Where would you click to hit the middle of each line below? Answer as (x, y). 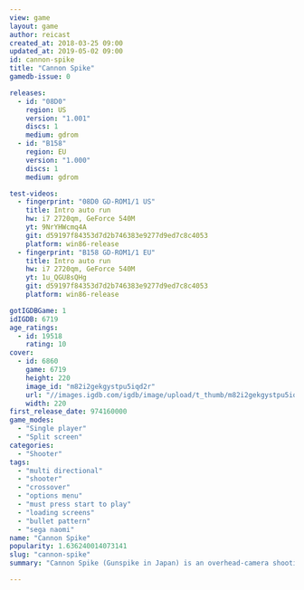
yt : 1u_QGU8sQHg (57, 278)
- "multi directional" (60, 471)
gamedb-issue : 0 (40, 77)
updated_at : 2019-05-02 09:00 (66, 52)
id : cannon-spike (42, 60)
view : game (30, 18)
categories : (32, 445)
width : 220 (46, 404)
